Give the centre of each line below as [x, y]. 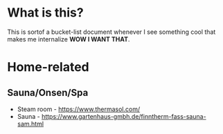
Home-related [48, 67]
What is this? [46, 13]
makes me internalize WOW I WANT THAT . [69, 39]
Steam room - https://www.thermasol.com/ [79, 109]
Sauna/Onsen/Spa [48, 92]
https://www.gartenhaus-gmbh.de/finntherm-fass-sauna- [124, 116]
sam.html [30, 124]
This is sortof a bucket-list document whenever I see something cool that [111, 32]
